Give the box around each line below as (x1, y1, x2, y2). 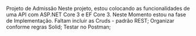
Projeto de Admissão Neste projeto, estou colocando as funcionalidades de (6, 5, 191, 12)
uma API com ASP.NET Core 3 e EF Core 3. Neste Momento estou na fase (6, 11, 187, 18)
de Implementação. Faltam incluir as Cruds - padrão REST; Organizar (6, 17, 175, 24)
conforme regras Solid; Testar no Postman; (6, 23, 111, 30)
